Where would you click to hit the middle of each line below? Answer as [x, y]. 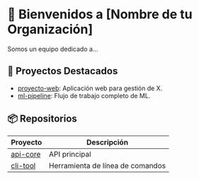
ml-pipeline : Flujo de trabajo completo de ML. [84, 95]
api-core [26, 154]
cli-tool [23, 165]
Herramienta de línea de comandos [107, 165]
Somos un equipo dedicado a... [53, 49]
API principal [70, 154]
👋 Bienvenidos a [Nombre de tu [100, 14]
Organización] [50, 29]
